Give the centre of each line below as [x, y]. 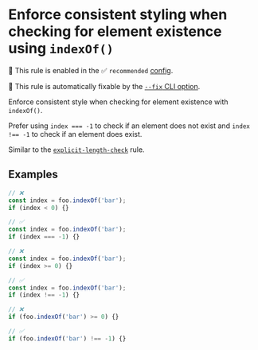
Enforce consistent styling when [118, 15]
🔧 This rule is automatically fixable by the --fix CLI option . [104, 86]
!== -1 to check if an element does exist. [75, 134]
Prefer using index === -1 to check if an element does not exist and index [129, 126]
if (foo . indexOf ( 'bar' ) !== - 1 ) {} [67, 338]
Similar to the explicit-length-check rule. [76, 150]
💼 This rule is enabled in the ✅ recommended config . [91, 70]
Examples [33, 175]
